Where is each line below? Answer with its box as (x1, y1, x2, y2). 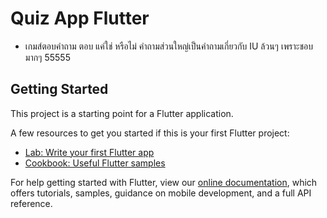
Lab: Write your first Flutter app (24, 146, 155, 158)
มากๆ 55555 (24, 51, 71, 63)
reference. (10, 197, 53, 209)
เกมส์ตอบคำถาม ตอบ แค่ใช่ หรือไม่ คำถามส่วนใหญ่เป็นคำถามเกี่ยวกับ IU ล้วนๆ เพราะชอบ (24, 40, 314, 52)
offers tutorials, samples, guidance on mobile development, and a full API (10, 187, 312, 199)
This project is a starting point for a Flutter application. (10, 107, 234, 119)
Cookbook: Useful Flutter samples (24, 157, 166, 169)
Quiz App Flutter (10, 7, 150, 30)
